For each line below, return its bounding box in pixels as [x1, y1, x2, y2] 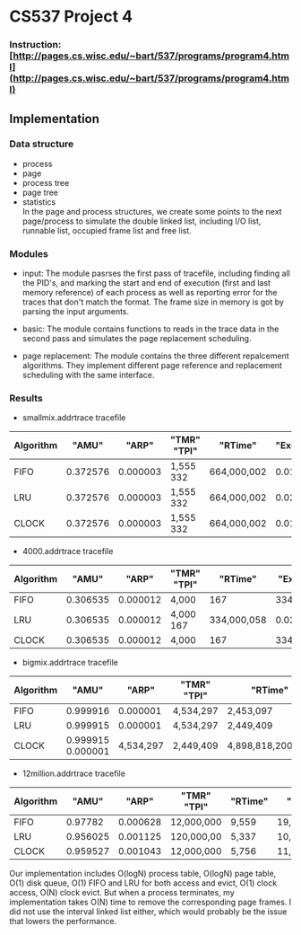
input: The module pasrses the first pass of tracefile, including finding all [21, 268, 291, 279]
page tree [21, 187, 58, 198]
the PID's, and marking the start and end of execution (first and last [21, 278, 271, 288]
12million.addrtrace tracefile [21, 768, 125, 779]
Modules [9, 247, 49, 260]
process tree [21, 177, 70, 188]
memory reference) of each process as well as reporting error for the [21, 287, 278, 298]
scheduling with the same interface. [21, 370, 155, 381]
